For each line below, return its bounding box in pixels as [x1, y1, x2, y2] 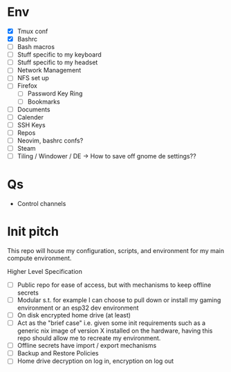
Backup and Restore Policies [17, 349, 99, 357]
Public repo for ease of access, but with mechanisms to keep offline [17, 281, 212, 289]
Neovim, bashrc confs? [17, 136, 84, 145]
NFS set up [17, 74, 50, 82]
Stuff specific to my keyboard [17, 50, 102, 59]
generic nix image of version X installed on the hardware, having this [17, 326, 213, 335]
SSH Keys [17, 120, 46, 129]
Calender [17, 113, 44, 121]
